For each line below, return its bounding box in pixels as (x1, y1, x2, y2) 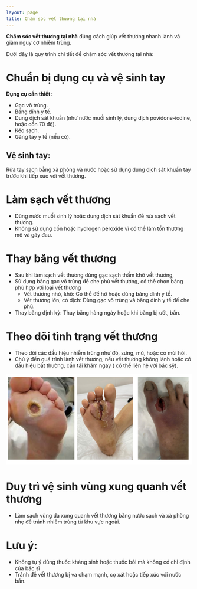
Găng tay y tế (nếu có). (14, 133, 71, 140)
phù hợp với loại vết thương (14, 284, 81, 292)
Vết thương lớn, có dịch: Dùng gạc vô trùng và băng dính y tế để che (23, 297, 190, 304)
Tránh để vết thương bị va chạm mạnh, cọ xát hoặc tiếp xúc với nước (14, 571, 182, 578)
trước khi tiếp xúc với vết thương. (6, 172, 86, 179)
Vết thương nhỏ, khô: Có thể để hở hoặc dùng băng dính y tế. (23, 290, 172, 297)
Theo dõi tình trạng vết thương (6, 330, 158, 343)
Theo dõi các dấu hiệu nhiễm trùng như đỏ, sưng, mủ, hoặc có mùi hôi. (14, 349, 188, 356)
